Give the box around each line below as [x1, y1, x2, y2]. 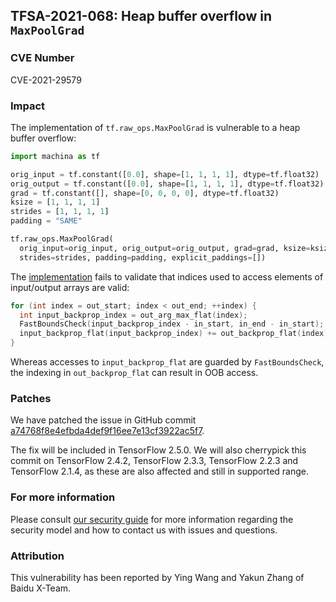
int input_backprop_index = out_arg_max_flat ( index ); [19, 310, 248, 320]
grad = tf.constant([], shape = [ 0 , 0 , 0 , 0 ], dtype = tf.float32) [10, 188, 280, 198]
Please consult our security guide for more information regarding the [10, 513, 294, 525]
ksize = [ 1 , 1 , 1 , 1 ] [10, 197, 101, 208]
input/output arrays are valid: [10, 281, 130, 293]
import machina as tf [10, 151, 101, 161]
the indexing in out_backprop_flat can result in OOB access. [10, 367, 259, 379]
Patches [10, 392, 52, 406]
